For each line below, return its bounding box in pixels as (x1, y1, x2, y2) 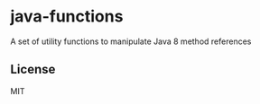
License (10, 62, 56, 77)
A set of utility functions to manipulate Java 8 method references (10, 36, 252, 47)
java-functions (10, 6, 124, 27)
